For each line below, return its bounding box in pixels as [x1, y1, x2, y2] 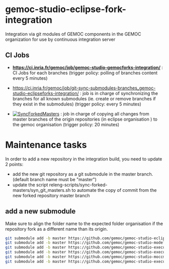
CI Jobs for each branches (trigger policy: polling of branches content [12, 70, 158, 76]
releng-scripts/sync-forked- [49, 182, 108, 188]
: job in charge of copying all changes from [60, 111, 149, 117]
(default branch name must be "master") [12, 176, 97, 182]
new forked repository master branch [12, 192, 90, 198]
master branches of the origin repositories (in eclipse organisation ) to [12, 116, 157, 122]
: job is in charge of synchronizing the [79, 90, 158, 96]
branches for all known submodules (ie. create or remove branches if [12, 95, 156, 101]
